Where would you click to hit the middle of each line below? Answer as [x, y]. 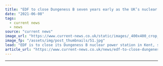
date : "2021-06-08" [25, 14]
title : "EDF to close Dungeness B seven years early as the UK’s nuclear [81, 9]
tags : [10, 18]
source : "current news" [29, 32]
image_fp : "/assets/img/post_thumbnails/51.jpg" [55, 41]
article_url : [18, 49]
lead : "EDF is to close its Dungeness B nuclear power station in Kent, [80, 45]
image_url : [16, 36]
